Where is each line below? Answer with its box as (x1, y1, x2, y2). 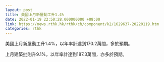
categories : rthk (5, 26, 42, 31)
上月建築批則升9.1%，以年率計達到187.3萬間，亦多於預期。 (5, 51, 127, 57)
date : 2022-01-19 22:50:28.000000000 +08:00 (5, 17, 100, 22)
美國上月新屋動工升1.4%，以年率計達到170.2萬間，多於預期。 (5, 41, 133, 47)
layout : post (5, 7, 33, 13)
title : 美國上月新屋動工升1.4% (5, 12, 64, 17)
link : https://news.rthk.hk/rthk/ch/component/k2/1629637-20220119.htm (5, 21, 159, 27)
